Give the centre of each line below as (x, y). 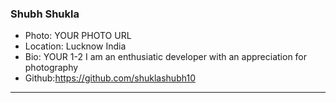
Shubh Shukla (45, 14)
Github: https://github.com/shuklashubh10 (110, 78)
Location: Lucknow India (75, 46)
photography (51, 68)
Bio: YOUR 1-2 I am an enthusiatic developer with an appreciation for (166, 57)
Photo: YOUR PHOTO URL (78, 36)
